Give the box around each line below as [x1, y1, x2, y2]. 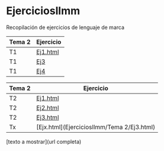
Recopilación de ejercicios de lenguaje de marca [6, 24, 125, 31]
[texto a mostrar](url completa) [6, 138, 82, 145]
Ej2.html [36, 104, 59, 112]
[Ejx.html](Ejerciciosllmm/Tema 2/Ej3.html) [36, 123, 156, 131]
